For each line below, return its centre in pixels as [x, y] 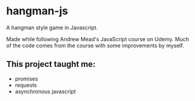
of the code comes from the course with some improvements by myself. [95, 45]
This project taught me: [51, 64]
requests [26, 85]
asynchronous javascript [45, 91]
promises [26, 78]
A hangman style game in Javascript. [52, 27]
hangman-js [37, 11]
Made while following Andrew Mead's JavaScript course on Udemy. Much [98, 39]
